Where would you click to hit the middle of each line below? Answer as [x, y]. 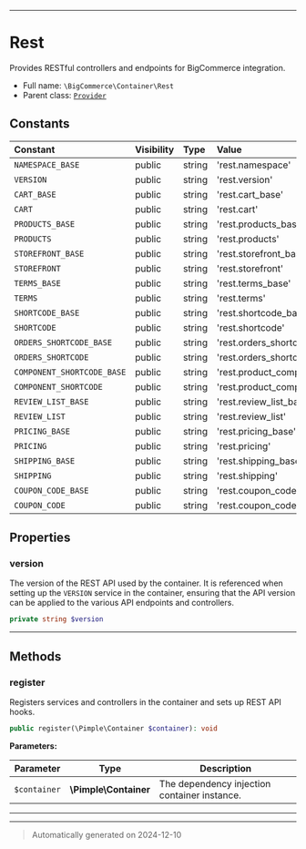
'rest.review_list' [251, 416]
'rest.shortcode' [250, 327]
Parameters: [33, 746]
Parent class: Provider [64, 95]
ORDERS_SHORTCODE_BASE [63, 342]
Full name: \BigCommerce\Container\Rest [98, 85]
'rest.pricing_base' [256, 431]
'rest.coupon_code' [258, 505]
